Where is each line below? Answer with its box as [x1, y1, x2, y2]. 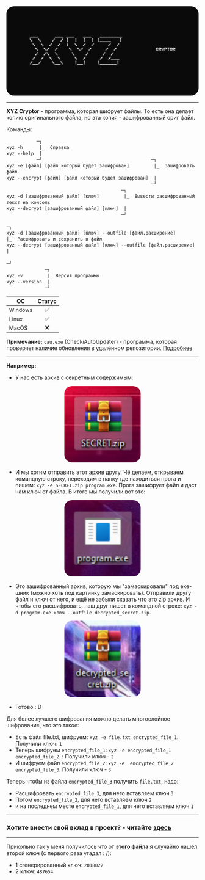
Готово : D [15, 703, 42, 710]
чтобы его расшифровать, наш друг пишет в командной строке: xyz [15, 602, 192, 609]
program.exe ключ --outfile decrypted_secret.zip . [21, 608, 151, 616]
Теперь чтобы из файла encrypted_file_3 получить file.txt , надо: [6, 777, 179, 785]
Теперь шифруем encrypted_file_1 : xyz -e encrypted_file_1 [15, 746, 171, 754]
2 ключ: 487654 [15, 868, 54, 875]
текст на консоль [6, 200, 51, 206]
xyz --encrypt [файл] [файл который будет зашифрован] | [6, 175, 157, 181]
